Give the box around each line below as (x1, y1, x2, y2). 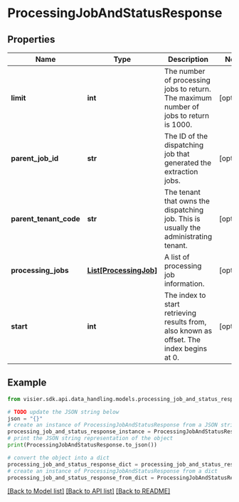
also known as (164, 326, 212, 336)
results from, (164, 317, 207, 326)
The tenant (164, 187, 201, 197)
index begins (164, 343, 208, 353)
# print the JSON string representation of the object (7, 435, 174, 442)
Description (168, 55, 208, 64)
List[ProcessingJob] (87, 265, 158, 275)
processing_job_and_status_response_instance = (7, 428, 152, 435)
